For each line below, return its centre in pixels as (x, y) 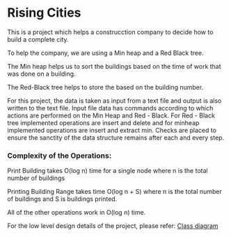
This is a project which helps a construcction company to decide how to (110, 32)
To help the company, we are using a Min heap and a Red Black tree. (105, 53)
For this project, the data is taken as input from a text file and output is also (114, 100)
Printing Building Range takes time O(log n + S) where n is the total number (115, 192)
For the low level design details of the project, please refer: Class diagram (113, 226)
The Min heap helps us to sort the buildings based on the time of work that (114, 66)
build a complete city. (38, 39)
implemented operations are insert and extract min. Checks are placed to (112, 130)
